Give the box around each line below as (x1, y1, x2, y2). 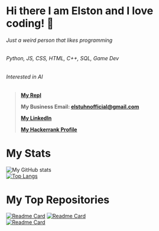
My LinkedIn (20, 114, 52, 122)
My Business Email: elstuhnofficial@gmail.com (20, 103, 139, 110)
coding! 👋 (6, 17, 54, 30)
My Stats (6, 147, 51, 160)
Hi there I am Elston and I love (6, 4, 154, 18)
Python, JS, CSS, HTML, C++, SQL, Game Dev (6, 55, 119, 62)
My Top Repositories (6, 193, 110, 206)
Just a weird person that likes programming (6, 37, 113, 44)
